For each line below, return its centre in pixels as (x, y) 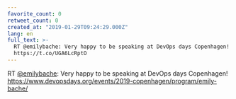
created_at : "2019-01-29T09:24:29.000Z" (68, 27)
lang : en (20, 34)
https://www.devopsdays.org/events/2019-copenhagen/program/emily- (112, 81)
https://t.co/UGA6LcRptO (50, 54)
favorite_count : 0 (34, 14)
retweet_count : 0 (33, 21)
